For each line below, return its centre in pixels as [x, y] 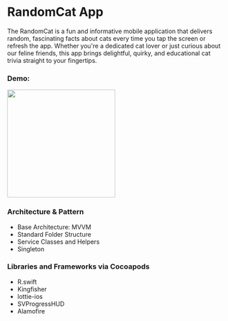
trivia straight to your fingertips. [52, 60]
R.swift [27, 282]
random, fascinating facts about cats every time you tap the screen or [106, 38]
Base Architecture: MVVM [54, 227]
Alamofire [31, 311]
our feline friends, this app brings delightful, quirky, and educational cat [109, 53]
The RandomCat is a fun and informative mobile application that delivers [110, 31]
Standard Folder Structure [54, 234]
